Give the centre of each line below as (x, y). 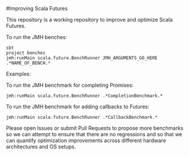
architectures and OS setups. (41, 147)
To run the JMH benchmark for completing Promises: (70, 85)
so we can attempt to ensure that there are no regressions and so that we (94, 134)
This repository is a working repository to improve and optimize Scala (90, 19)
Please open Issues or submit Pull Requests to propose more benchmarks (95, 128)
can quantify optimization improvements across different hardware (86, 140)
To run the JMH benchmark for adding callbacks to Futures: (78, 107)
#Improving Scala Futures (37, 8)
